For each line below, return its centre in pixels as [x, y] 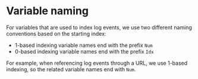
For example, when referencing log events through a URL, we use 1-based [97, 63]
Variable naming [48, 11]
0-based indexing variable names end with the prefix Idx [84, 51]
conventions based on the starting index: [56, 33]
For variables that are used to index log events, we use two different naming [99, 27]
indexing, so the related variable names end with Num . [71, 69]
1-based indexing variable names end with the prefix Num [84, 45]
